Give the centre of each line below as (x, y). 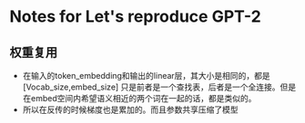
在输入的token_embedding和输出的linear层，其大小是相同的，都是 (146, 76)
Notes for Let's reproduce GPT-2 (135, 17)
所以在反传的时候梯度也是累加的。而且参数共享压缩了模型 (130, 109)
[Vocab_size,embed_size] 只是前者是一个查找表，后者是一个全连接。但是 (159, 87)
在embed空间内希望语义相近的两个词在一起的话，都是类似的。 (139, 98)
